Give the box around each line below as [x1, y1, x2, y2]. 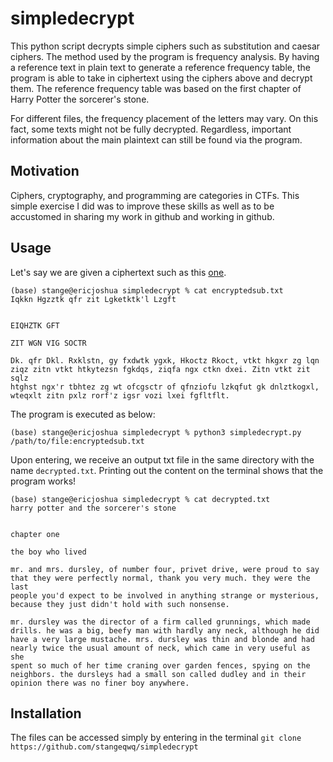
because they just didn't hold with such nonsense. [10, 599, 230, 609]
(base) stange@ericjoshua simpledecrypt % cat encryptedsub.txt [10, 285, 284, 296]
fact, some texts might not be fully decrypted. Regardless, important [10, 123, 292, 135]
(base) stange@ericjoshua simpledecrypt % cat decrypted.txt [10, 494, 271, 504]
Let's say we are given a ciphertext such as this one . [10, 266, 227, 278]
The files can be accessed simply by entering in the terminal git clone [10, 732, 302, 744]
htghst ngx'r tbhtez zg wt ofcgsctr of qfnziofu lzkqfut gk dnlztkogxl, [10, 382, 320, 392]
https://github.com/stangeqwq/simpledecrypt [10, 742, 199, 752]
